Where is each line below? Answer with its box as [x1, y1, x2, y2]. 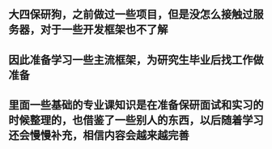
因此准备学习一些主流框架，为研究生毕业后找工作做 [8, 53, 264, 66]
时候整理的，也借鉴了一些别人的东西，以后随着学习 [8, 113, 264, 127]
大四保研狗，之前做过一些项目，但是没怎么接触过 [8, 7, 253, 22]
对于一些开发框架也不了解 [40, 23, 168, 36]
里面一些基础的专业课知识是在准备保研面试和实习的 [8, 98, 264, 112]
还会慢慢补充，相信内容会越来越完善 [8, 129, 189, 143]
